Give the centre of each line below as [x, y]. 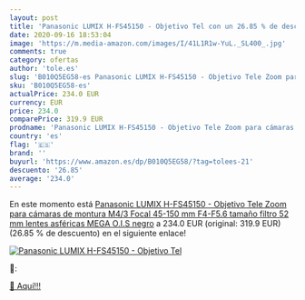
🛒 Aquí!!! [25, 286]
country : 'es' [36, 136]
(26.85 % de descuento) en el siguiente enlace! [98, 234]
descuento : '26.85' [46, 170]
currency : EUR [36, 102]
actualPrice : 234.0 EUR [54, 94]
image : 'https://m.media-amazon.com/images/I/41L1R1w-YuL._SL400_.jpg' [148, 43]
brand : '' [28, 153]
